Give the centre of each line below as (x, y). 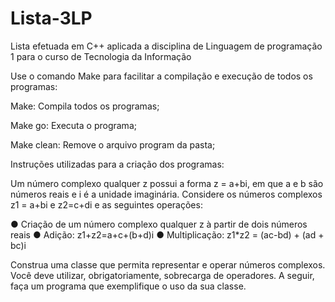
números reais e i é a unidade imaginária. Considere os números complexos (166, 194)
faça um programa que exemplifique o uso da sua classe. (128, 286)
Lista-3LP (51, 18)
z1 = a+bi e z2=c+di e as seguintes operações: (106, 204)
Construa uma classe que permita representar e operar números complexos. (168, 264)
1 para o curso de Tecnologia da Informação (101, 56)
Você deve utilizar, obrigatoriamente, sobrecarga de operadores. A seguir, (162, 275)
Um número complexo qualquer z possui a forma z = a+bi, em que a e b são (167, 183)
